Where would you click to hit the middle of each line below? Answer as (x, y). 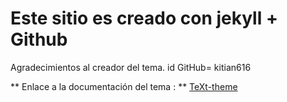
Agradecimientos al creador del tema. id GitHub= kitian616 (131, 67)
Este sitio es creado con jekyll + (144, 18)
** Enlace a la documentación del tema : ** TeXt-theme (124, 86)
